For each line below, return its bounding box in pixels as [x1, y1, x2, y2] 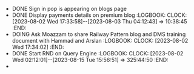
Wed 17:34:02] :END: [12, 43, 65, 51]
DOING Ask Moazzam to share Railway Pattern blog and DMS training [12, 31, 186, 38]
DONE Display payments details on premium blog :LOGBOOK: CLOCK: [12, 11, 187, 19]
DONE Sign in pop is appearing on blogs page [12, 5, 127, 12]
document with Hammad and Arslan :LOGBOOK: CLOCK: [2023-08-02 [12, 37, 189, 44]
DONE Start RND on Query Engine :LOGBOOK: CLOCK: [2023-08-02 [12, 50, 184, 57]
